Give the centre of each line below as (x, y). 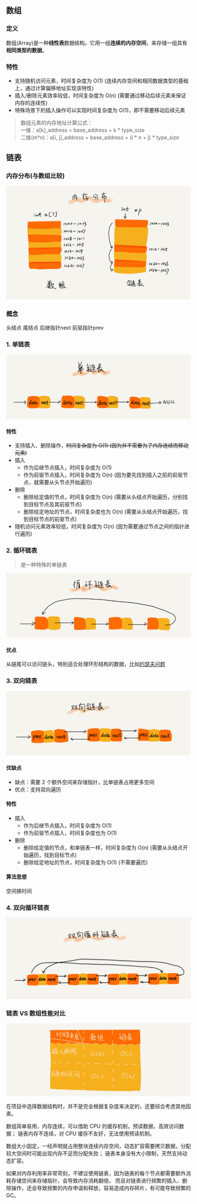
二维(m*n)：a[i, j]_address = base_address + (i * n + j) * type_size (100, 137)
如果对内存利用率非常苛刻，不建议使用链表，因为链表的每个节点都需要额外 (96, 1173)
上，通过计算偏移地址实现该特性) (54, 88)
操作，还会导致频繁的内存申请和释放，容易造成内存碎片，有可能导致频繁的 (101, 1188)
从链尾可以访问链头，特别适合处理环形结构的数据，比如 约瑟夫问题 (86, 664)
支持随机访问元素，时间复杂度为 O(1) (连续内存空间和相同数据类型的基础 (101, 81)
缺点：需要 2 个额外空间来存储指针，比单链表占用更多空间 (84, 782)
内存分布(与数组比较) (35, 176)
